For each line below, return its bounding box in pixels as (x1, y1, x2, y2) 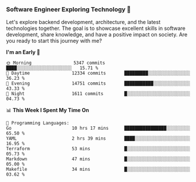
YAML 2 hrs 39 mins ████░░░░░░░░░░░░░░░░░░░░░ (6, 136, 191, 141)
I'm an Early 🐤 (6, 49, 40, 56)
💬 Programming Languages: (6, 120, 69, 126)
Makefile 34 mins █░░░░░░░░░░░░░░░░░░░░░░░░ (6, 167, 191, 173)
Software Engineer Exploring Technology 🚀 (6, 5, 131, 14)
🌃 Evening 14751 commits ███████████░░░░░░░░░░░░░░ (6, 80, 191, 87)
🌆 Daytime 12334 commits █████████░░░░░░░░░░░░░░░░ (6, 70, 191, 76)
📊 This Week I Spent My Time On (6, 107, 89, 114)
